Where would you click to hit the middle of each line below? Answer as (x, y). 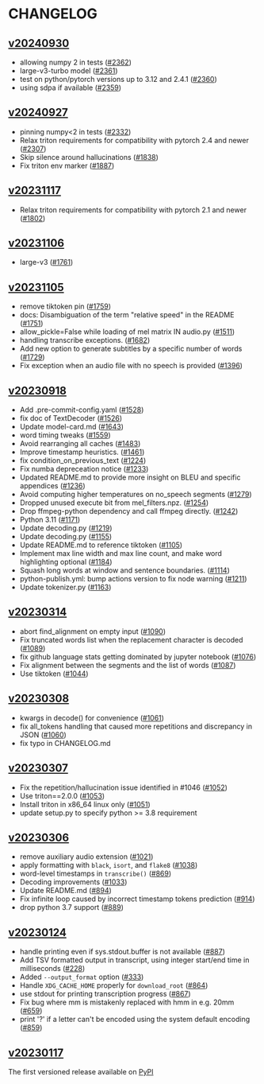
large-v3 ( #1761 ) (46, 262)
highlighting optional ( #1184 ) (66, 562)
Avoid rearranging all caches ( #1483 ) (80, 444)
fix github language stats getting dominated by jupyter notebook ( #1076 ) (138, 656)
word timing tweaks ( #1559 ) (65, 435)
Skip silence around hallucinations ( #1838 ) (89, 157)
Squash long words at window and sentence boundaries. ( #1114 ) (124, 570)
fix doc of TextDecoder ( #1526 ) (71, 418)
